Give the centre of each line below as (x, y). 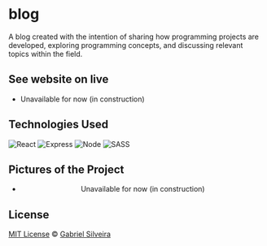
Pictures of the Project (66, 169)
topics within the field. (46, 54)
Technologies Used (58, 125)
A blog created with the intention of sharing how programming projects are (133, 37)
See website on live (59, 79)
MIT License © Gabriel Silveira (60, 234)
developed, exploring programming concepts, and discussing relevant (126, 45)
